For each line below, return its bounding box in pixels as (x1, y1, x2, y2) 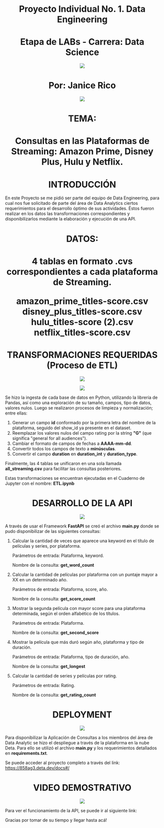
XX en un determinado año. (12, 577, 68, 582)
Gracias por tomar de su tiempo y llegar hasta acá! (5, 817, 107, 823)
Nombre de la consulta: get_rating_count (12, 691, 96, 698)
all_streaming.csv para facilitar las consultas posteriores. (5, 466, 122, 471)
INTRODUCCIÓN (48, 179, 117, 190)
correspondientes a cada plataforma (6, 266, 158, 277)
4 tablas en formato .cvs (31, 255, 133, 267)
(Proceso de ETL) (46, 359, 118, 371)
